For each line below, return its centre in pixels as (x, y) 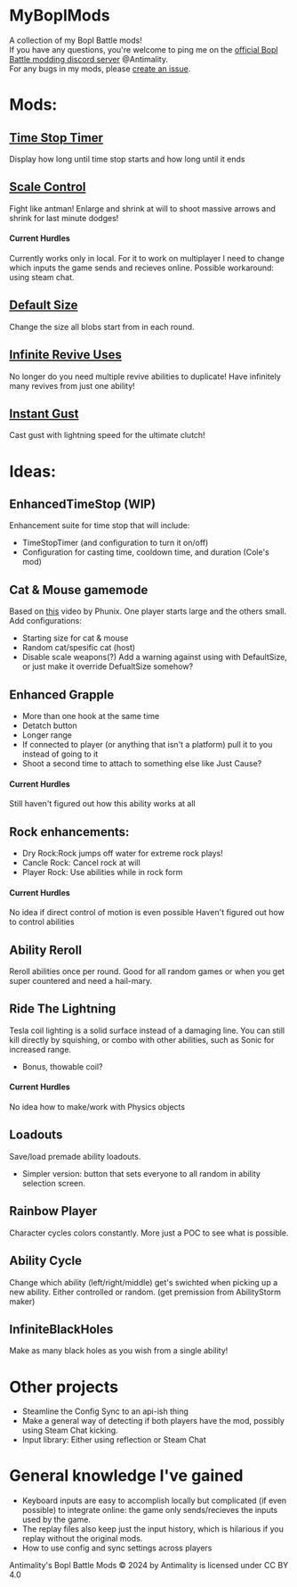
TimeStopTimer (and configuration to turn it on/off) (115, 543)
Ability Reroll (46, 950)
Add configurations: (46, 621)
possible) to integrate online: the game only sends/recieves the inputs (150, 1510)
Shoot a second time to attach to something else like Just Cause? (142, 764)
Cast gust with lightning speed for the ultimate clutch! (108, 435)
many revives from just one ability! (72, 385)
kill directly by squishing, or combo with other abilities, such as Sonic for (142, 1039)
